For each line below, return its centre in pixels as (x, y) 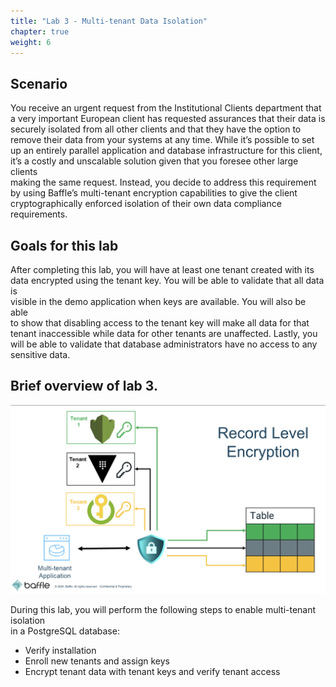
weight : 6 (31, 42)
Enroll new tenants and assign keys (97, 661)
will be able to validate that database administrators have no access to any (164, 344)
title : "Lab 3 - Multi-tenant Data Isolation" (109, 21)
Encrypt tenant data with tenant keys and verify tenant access (152, 672)
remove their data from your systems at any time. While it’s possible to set (162, 140)
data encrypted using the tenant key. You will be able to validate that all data (167, 280)
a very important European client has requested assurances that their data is (168, 119)
